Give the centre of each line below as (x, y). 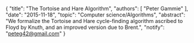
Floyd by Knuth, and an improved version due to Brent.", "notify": (85, 27)
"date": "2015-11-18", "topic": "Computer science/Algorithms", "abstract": (96, 15)
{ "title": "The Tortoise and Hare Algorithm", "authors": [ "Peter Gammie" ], (97, 9)
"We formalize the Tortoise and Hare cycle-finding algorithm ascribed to (94, 21)
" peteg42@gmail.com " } (36, 34)
